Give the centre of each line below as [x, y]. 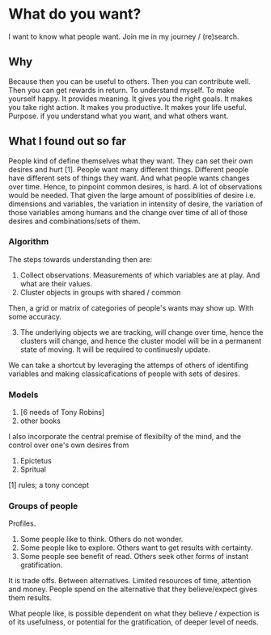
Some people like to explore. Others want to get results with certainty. [136, 548]
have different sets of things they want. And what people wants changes [129, 178]
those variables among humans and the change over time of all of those [128, 212]
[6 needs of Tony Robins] [62, 413]
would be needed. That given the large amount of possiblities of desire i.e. [132, 195]
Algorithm [29, 242]
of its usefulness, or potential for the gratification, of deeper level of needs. [133, 622]
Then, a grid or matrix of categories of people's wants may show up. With [131, 307]
